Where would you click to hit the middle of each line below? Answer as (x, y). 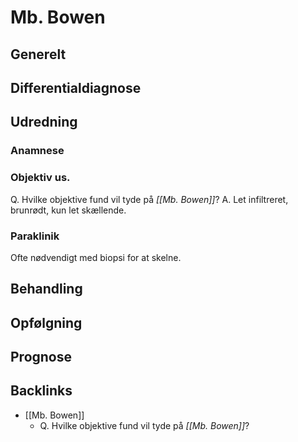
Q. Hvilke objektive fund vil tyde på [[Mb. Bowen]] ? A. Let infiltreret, (149, 199)
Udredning (44, 122)
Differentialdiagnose (76, 87)
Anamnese (37, 151)
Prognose (41, 357)
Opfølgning (46, 322)
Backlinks (41, 391)
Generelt (38, 54)
